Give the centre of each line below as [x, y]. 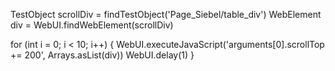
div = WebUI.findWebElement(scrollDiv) [92, 25]
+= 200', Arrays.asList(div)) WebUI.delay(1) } [102, 55]
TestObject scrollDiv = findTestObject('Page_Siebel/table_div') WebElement [166, 14]
